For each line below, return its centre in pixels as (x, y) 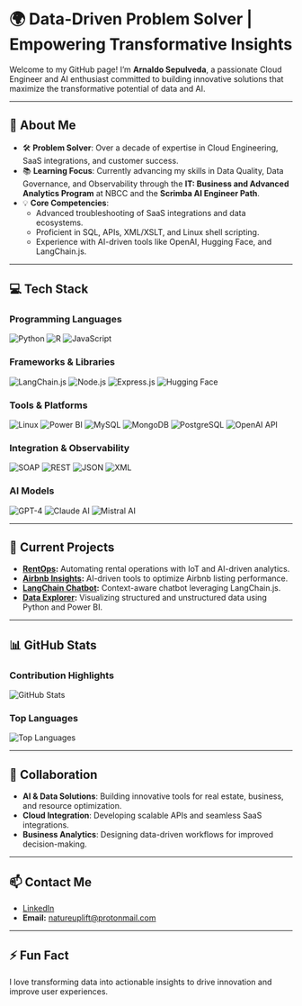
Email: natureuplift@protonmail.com (89, 918)
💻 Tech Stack (49, 290)
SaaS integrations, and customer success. (100, 160)
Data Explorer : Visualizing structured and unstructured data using (144, 598)
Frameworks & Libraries (62, 362)
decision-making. (54, 844)
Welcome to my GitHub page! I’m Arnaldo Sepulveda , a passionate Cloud (146, 69)
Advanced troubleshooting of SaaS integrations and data (141, 213)
